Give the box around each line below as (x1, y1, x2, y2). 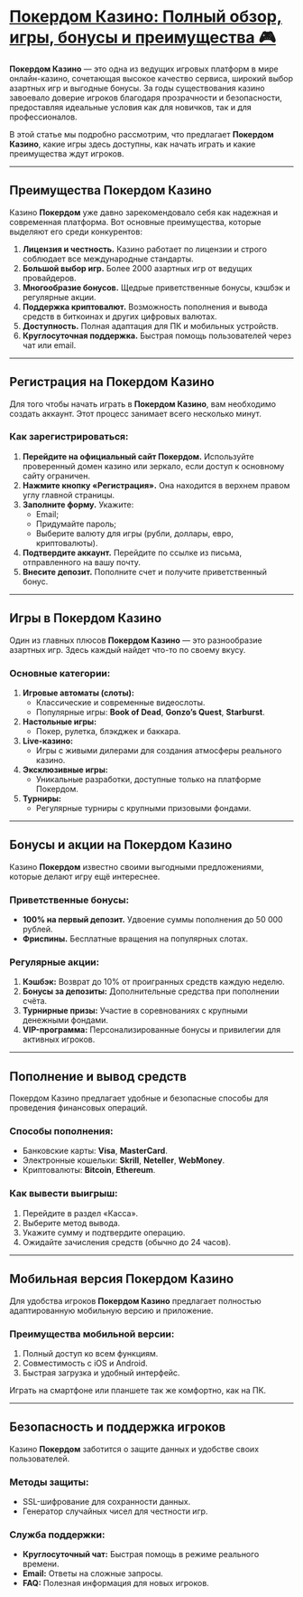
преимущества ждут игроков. (9, 147, 124, 159)
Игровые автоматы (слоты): (22, 687, 135, 698)
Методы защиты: (9, 1476, 89, 1488)
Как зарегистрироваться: (9, 430, 129, 443)
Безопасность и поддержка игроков (9, 1420, 226, 1435)
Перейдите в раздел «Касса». (22, 1207, 139, 1218)
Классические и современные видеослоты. (35, 696, 206, 707)
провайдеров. (22, 272, 77, 283)
